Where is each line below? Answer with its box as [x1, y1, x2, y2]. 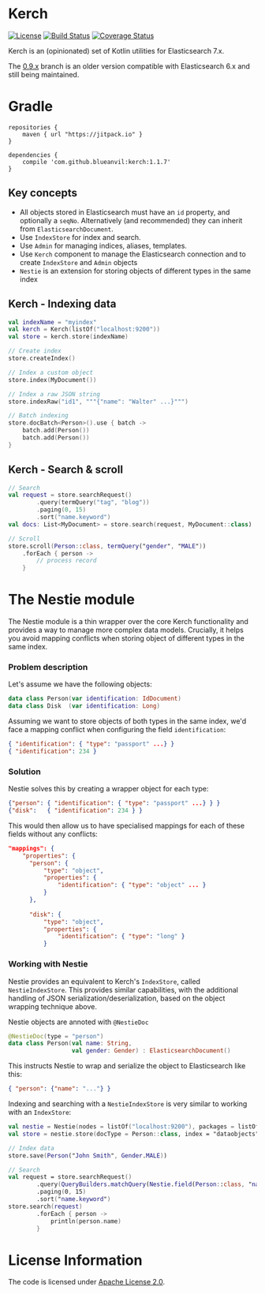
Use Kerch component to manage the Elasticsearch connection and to [19, 249, 246, 259]
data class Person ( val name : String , [8, 1039, 132, 1048]
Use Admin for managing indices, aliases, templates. [19, 241, 188, 250]
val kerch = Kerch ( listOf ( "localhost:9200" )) [8, 325, 160, 334]
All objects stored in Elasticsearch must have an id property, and [19, 207, 230, 217]
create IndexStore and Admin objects [19, 257, 138, 267]
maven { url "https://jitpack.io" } [22, 130, 144, 138]
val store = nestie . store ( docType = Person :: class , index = [8, 1130, 211, 1138]
